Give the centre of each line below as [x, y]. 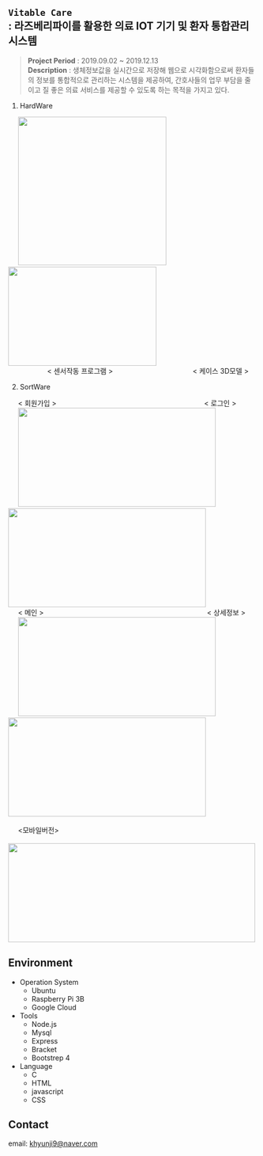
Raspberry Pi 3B [58, 998]
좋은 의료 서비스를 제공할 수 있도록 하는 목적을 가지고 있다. [140, 89]
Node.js [44, 1024]
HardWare [36, 105]
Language [36, 1066]
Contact [28, 1125]
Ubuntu [43, 991]
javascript [47, 1091]
